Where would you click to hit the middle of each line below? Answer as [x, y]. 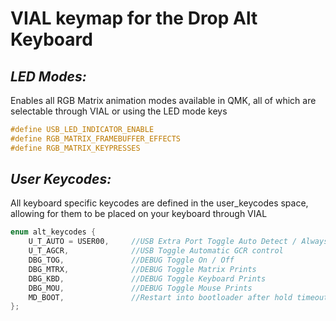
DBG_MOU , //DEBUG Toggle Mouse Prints [140, 288]
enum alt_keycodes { [53, 232]
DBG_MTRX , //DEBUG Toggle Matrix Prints [142, 269]
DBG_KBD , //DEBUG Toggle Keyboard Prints [147, 278]
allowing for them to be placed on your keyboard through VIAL [139, 214]
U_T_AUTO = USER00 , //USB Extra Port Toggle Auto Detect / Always [178, 242]
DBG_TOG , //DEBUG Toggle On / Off [131, 260]
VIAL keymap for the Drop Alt [134, 18]
